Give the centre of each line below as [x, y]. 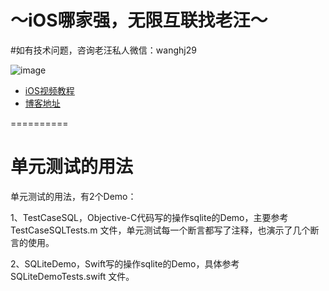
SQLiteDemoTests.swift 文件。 [72, 276]
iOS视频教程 [49, 90]
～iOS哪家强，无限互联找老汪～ [139, 20]
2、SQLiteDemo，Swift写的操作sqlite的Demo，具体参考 [125, 263]
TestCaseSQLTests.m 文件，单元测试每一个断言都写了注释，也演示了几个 [160, 230]
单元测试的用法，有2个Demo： [73, 196]
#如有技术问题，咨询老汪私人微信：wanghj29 [103, 50]
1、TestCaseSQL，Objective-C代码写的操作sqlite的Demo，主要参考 [149, 217]
